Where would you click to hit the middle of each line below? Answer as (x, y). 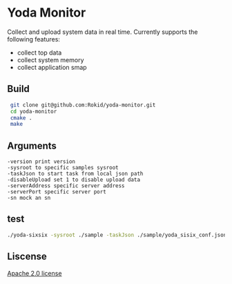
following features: (34, 39)
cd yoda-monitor (33, 111)
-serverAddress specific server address (66, 186)
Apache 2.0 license (35, 273)
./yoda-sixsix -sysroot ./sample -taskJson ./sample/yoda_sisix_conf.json (117, 235)
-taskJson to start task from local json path (75, 174)
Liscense (27, 257)
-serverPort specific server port (57, 192)
